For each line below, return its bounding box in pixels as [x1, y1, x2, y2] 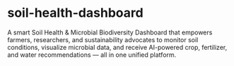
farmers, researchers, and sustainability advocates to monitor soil [7, 35, 199, 44]
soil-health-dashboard [7, 5, 144, 21]
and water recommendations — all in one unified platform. [7, 51, 177, 59]
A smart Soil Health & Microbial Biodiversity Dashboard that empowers [7, 28, 213, 37]
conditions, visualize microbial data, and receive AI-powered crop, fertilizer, [7, 43, 228, 51]
